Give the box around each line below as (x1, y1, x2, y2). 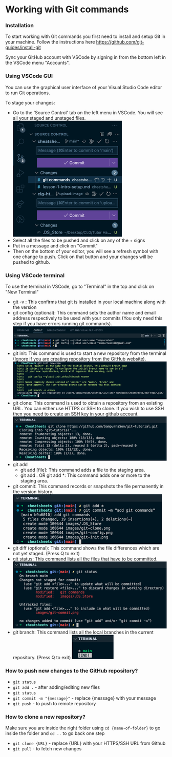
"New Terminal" (5, 289, 39, 295)
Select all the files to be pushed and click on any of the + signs (12, 237, 145, 243)
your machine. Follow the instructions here (5, 39, 95, 45)
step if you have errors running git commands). (12, 321, 113, 327)
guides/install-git (5, 45, 41, 51)
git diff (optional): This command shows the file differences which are (12, 545, 160, 551)
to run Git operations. (5, 90, 50, 96)
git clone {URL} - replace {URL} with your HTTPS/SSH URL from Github (12, 740, 166, 746)
